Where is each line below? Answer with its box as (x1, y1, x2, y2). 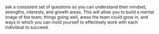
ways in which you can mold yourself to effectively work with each (5, 19, 138, 25)
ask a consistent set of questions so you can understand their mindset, (5, 4, 147, 10)
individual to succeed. (5, 24, 49, 30)
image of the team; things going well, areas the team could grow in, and (5, 14, 148, 20)
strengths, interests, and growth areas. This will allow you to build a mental (5, 9, 154, 15)
